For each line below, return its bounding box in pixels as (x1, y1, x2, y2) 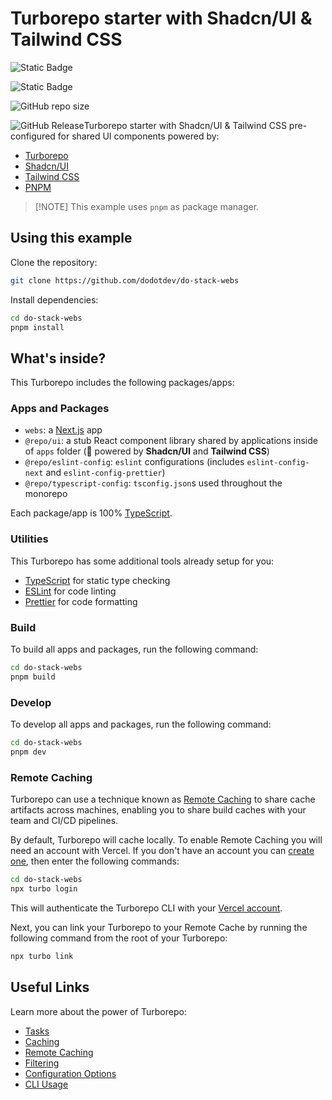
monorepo (24, 488, 68, 500)
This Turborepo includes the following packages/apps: (10, 377, 235, 389)
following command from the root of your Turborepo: (10, 932, 228, 944)
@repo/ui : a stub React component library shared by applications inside (24, 435, 318, 447)
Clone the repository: (10, 256, 98, 268)
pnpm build (10, 672, 56, 682)
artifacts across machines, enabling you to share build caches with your (10, 804, 307, 816)
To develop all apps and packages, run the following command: (10, 718, 272, 731)
